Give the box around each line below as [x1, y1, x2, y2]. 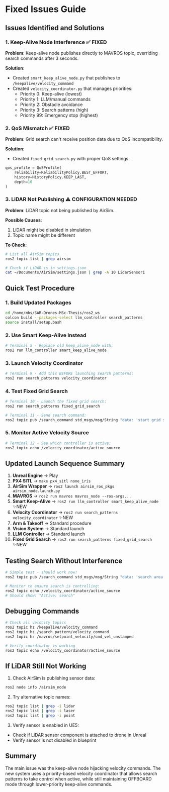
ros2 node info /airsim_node [5, 685, 66, 690]
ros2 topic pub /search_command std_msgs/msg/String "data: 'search [5, 574, 152, 580]
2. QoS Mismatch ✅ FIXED [5, 125, 70, 132]
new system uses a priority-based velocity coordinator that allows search [5, 770, 157, 776]
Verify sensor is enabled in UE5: [12, 722, 79, 728]
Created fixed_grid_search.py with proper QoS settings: [12, 156, 130, 162]
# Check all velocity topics [5, 620, 66, 625]
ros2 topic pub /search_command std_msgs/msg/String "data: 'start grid [5, 417, 161, 423]
